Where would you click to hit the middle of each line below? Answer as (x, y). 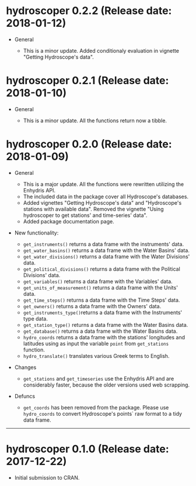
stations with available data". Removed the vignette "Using (93, 209)
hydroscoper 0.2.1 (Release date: (87, 81)
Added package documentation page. (69, 221)
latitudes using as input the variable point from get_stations (96, 343)
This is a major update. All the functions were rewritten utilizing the (104, 184)
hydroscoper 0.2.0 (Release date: (89, 144)
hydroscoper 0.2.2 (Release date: (89, 11)
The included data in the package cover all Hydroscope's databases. (106, 197)
